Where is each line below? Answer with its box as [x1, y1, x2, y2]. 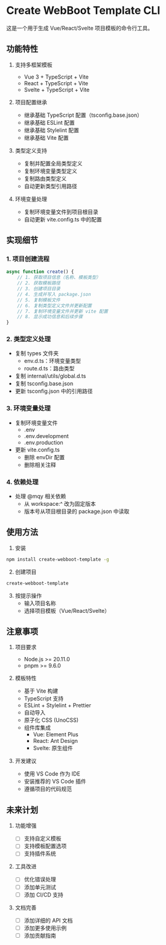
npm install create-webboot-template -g [6, 556, 110, 563]
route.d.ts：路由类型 [24, 365, 75, 372]
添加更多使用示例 [24, 924, 67, 932]
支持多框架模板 [14, 61, 53, 68]
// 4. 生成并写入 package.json [17, 291, 92, 297]
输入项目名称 [24, 600, 56, 607]
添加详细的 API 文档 [24, 917, 73, 924]
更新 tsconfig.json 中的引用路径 [14, 388, 93, 395]
